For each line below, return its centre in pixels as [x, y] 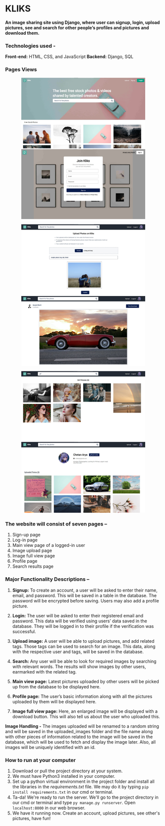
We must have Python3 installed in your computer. [64, 776]
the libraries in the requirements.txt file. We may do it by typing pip [80, 787]
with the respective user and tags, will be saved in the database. [78, 652]
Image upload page [32, 551]
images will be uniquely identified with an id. [50, 747]
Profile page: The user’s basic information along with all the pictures [82, 696]
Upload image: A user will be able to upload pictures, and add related [83, 641]
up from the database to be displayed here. [56, 686]
